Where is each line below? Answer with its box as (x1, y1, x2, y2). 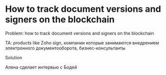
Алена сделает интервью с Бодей (5, 64, 77, 70)
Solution (5, 54, 22, 60)
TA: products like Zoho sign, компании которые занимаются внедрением (5, 39, 160, 45)
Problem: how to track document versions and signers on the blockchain (5, 30, 155, 36)
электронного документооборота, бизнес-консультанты (5, 45, 126, 51)
